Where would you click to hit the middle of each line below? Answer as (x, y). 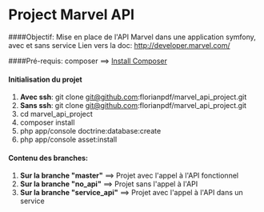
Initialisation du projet (45, 79)
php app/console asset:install (68, 140)
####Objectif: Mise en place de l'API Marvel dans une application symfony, (132, 37)
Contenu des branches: (48, 158)
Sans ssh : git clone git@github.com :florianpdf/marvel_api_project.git (133, 106)
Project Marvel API (71, 15)
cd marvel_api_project (56, 114)
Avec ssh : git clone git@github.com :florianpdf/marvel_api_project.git (133, 97)
